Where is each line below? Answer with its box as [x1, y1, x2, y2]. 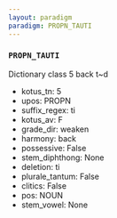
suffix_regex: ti [20, 104, 76, 116]
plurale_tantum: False [20, 171, 99, 182]
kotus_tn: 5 [20, 85, 62, 96]
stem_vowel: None [20, 199, 89, 210]
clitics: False [20, 180, 67, 191]
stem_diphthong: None [20, 152, 105, 163]
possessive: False [20, 142, 87, 153]
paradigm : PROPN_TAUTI [8, 21, 92, 30]
